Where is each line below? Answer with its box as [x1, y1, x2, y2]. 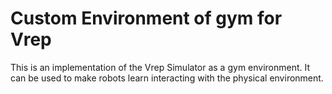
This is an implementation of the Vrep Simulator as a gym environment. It [10, 61, 311, 73]
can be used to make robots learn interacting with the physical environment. [10, 72, 324, 84]
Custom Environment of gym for [10, 7, 283, 30]
